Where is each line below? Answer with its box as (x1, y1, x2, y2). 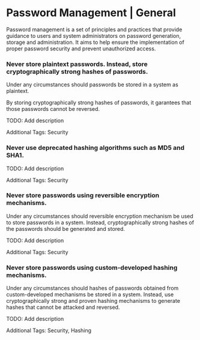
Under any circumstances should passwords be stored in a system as (6, 81, 178, 88)
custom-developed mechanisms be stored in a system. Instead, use (6, 291, 174, 298)
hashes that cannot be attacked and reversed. (6, 303, 120, 311)
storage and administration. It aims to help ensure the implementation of (6, 38, 184, 46)
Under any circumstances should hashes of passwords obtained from (6, 285, 179, 292)
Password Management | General (6, 6, 176, 20)
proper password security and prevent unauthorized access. (6, 45, 156, 52)
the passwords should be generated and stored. (6, 225, 125, 232)
